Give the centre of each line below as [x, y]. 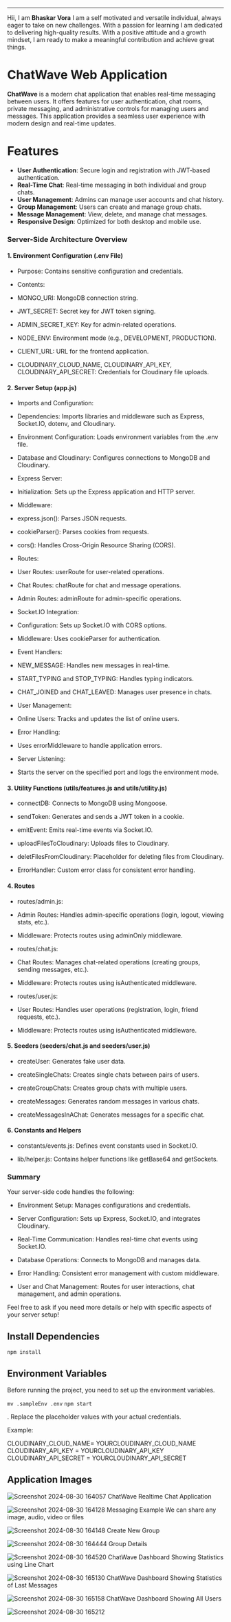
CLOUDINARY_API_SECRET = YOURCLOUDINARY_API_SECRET [97, 1458]
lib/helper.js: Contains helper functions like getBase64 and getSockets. [118, 1159]
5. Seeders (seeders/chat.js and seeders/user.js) [79, 1046]
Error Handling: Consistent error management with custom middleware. [118, 1273]
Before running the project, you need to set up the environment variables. [111, 1390]
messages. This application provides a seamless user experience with [106, 116]
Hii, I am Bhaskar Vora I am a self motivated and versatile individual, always [114, 18]
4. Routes [21, 886]
